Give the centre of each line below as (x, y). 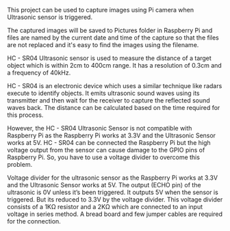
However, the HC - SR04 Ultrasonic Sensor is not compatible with (100, 128)
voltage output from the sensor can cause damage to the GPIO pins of (106, 150)
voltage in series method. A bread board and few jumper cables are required (115, 214)
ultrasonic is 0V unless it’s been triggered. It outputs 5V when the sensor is (113, 192)
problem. (20, 164)
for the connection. (34, 221)
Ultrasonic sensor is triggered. (50, 17)
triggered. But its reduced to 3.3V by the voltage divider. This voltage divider (115, 200)
